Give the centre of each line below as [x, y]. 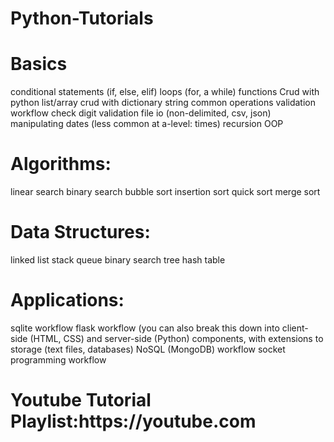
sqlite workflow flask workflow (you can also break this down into [145, 328]
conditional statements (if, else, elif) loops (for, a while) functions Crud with [165, 92]
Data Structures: [80, 232]
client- [295, 328]
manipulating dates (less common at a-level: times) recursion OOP [147, 124]
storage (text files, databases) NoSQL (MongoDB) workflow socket [148, 349]
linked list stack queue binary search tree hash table [118, 260]
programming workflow [58, 359]
